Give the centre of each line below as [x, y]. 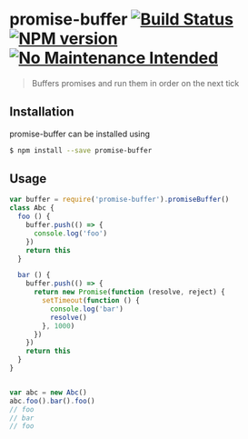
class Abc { [32, 208]
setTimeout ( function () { [91, 301]
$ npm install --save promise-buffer [81, 150]
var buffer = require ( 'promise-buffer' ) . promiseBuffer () [119, 200]
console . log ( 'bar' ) [87, 309]
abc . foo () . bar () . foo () [52, 401]
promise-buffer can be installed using [80, 134]
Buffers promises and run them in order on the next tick [135, 83]
